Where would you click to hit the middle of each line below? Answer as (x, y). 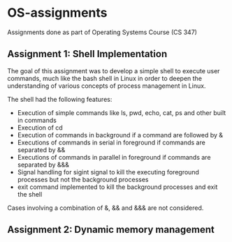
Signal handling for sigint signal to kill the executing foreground (108, 172)
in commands (37, 120)
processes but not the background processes (83, 179)
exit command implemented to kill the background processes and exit (117, 187)
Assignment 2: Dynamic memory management (111, 230)
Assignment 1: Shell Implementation (87, 54)
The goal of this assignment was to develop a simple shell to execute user (114, 70)
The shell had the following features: (60, 99)
